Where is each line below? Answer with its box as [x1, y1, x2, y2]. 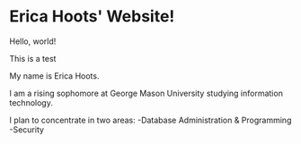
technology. [9, 97, 54, 108]
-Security [9, 123, 45, 135]
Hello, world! [9, 36, 57, 47]
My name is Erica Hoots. [9, 70, 100, 81]
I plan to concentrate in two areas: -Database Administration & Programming [9, 114, 292, 125]
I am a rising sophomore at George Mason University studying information [9, 88, 283, 98]
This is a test [9, 53, 57, 64]
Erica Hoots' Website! [9, 6, 175, 27]
